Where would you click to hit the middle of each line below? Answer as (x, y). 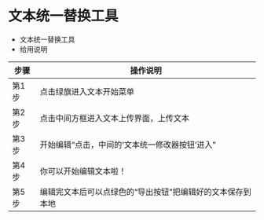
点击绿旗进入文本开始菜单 (87, 91)
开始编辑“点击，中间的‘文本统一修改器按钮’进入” (128, 145)
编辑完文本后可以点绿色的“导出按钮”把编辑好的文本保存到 (145, 192)
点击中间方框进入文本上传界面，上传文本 (115, 118)
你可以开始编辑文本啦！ (83, 171)
